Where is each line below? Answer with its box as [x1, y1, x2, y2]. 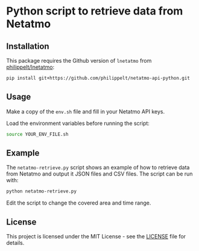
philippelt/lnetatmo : [6, 63, 55, 71]
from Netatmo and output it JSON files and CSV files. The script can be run [6, 170, 193, 177]
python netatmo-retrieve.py [6, 188, 77, 194]
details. [6, 240, 25, 247]
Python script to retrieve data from [6, 4, 183, 18]
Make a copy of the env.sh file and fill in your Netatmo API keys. [6, 107, 165, 115]
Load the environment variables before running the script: [6, 119, 150, 127]
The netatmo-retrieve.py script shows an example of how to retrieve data [6, 164, 190, 171]
